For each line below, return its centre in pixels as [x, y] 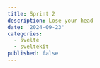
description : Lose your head [50, 21]
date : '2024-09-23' [36, 27]
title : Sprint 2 [31, 14]
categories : [25, 34]
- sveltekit [32, 47]
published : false [33, 54]
